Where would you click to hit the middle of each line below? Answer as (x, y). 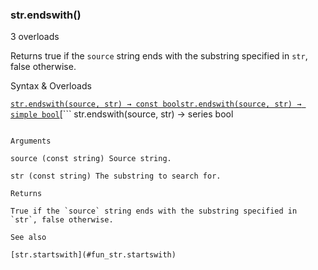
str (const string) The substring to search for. (116, 176)
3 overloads (35, 37)
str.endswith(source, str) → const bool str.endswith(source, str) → (156, 104)
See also (28, 238)
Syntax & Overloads (51, 86)
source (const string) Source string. (91, 159)
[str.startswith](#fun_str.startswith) (93, 255)
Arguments (31, 141)
